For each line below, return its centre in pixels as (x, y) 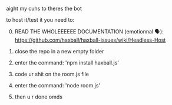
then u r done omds (39, 97)
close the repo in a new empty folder (59, 51)
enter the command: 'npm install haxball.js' (67, 63)
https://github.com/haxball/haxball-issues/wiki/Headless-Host (90, 40)
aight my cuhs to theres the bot (44, 9)
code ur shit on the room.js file (52, 74)
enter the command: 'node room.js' (57, 85)
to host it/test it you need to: (40, 20)
